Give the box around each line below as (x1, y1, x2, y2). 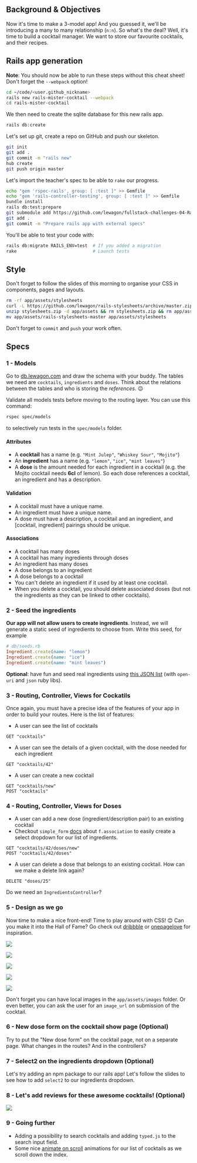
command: (6, 402, 32, 410)
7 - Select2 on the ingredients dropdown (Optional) (6, 1057, 154, 1065)
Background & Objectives (6, 5, 101, 15)
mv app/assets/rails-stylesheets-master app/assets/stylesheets (6, 314, 167, 320)
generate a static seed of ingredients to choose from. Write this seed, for (6, 626, 182, 633)
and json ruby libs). (15, 677, 63, 684)
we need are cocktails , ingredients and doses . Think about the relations (6, 379, 181, 386)
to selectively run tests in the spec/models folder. (6, 425, 123, 432)
